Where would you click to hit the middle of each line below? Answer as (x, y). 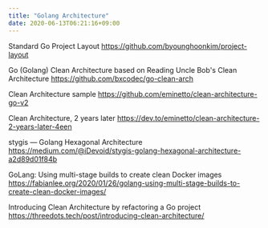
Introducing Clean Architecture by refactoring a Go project (105, 207)
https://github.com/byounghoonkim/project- (174, 46)
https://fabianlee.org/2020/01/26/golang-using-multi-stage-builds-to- (124, 183)
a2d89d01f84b (33, 159)
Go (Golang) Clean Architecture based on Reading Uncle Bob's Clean (123, 70)
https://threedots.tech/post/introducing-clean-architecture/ (106, 215)
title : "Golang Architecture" (59, 16)
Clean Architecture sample (52, 94)
